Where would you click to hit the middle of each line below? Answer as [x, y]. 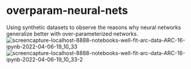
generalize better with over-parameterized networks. [72, 33]
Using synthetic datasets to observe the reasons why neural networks [94, 27]
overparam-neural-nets [67, 11]
